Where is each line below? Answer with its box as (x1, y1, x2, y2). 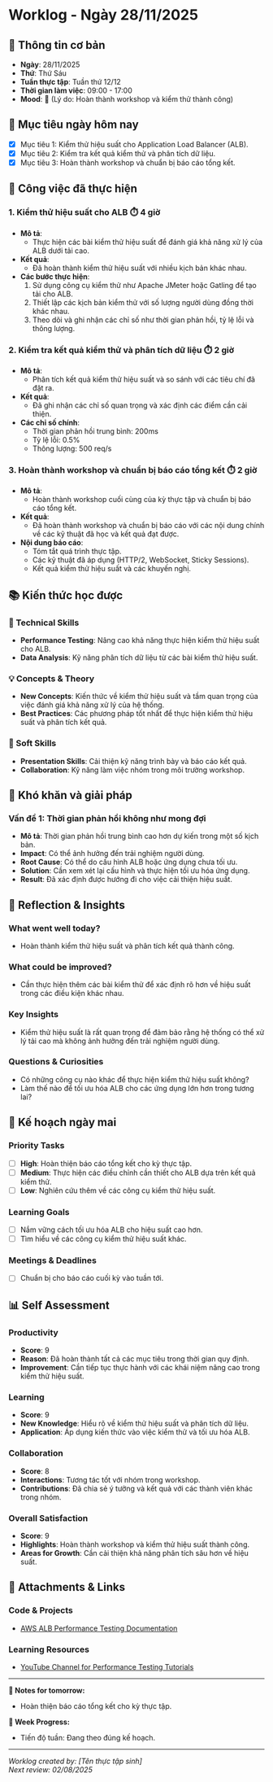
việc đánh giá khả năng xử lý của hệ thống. (19, 700, 165, 710)
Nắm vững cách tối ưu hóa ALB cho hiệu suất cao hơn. (19, 1225, 203, 1234)
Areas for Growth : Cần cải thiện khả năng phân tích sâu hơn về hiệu (19, 1548, 249, 1558)
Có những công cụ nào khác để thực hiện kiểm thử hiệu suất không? (19, 1074, 249, 1084)
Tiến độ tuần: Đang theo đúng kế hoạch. (19, 1733, 156, 1743)
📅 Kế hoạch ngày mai (8, 1116, 117, 1129)
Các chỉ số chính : (19, 417, 80, 427)
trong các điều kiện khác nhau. (19, 989, 124, 998)
